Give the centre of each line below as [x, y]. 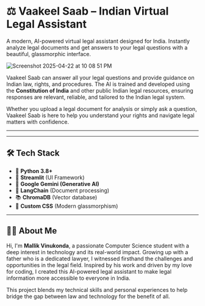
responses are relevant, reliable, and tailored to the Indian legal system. [96, 97]
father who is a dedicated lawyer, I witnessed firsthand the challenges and [100, 258]
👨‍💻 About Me [32, 231]
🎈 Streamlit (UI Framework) [50, 177]
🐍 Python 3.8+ [34, 171]
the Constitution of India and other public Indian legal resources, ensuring [100, 90]
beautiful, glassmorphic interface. [49, 54]
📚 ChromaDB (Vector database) [56, 197]
